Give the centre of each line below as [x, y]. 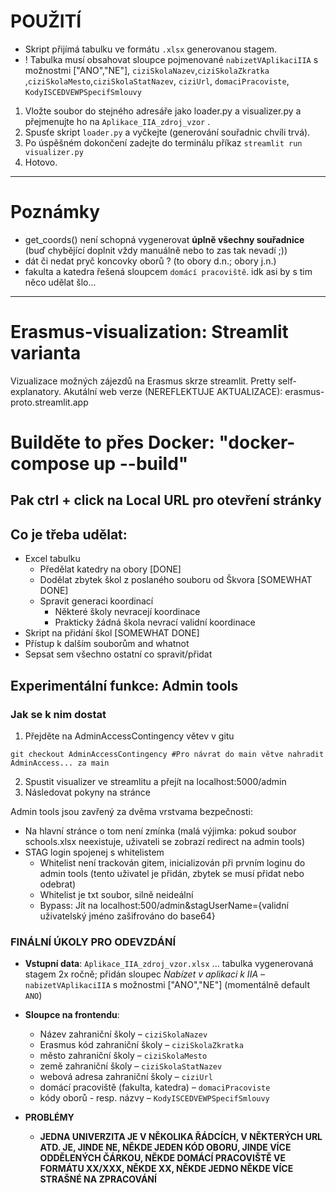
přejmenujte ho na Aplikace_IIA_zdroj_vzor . [117, 121]
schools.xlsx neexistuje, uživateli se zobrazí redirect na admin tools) [165, 841]
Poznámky [55, 212]
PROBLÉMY [49, 1117]
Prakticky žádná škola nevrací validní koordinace [155, 622]
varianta [46, 353]
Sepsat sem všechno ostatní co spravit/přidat [118, 654]
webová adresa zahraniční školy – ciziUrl [126, 1077]
